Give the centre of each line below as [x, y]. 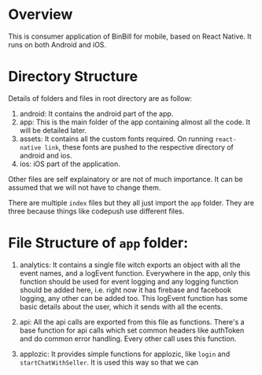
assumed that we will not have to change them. [85, 187]
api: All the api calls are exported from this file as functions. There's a [132, 321]
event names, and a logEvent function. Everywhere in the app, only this [135, 273]
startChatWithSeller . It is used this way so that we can [109, 362]
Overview [41, 15]
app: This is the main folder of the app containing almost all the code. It [135, 122]
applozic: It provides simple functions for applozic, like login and [125, 354]
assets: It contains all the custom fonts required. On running [116, 139]
